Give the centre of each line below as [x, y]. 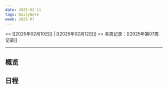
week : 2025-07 [20, 19]
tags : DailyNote [22, 14]
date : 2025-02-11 [23, 10]
